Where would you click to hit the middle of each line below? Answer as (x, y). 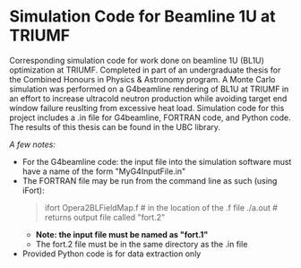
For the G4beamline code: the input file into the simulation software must (157, 161)
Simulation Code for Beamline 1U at (142, 17)
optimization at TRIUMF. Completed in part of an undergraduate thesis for (145, 70)
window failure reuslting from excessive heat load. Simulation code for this (147, 108)
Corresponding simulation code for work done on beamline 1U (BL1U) (137, 60)
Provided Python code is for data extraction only (112, 254)
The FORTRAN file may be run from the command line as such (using (150, 180)
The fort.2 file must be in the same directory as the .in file (142, 244)
